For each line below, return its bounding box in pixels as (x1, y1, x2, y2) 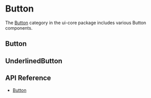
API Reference (5, 74, 51, 82)
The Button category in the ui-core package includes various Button (5, 20, 146, 26)
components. (5, 25, 33, 31)
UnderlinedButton (5, 56, 63, 65)
